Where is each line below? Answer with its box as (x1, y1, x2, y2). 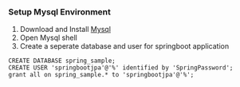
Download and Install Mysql (19, 25, 112, 34)
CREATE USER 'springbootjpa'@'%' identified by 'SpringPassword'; (8, 64, 234, 72)
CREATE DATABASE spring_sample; (8, 57, 116, 65)
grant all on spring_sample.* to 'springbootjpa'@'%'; (8, 71, 195, 79)
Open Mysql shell (19, 33, 77, 42)
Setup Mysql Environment (8, 6, 112, 18)
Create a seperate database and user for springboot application (19, 42, 230, 51)
